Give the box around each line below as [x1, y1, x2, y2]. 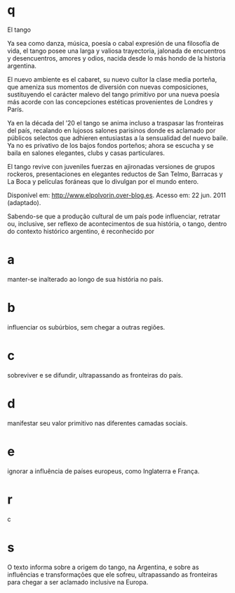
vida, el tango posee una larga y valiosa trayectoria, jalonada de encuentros [7, 46, 226, 55]
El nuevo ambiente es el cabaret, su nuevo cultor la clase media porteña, [7, 75, 217, 83]
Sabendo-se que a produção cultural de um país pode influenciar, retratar [7, 212, 221, 220]
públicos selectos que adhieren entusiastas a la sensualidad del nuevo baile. [7, 133, 229, 142]
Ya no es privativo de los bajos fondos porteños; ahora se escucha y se [7, 141, 214, 149]
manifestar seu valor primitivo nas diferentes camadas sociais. [7, 418, 188, 427]
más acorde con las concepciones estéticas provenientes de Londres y [7, 97, 213, 106]
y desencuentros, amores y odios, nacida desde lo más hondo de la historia [7, 54, 226, 62]
